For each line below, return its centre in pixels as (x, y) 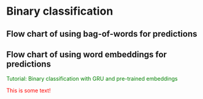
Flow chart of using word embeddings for (87, 54)
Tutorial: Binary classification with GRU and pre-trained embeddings (92, 79)
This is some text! (28, 90)
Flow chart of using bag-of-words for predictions (102, 34)
